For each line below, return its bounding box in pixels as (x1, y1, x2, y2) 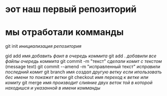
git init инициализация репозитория (5, 43, 82, 49)
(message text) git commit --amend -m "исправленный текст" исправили (5, 64, 160, 70)
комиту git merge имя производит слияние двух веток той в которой (5, 79, 152, 86)
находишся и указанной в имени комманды (5, 85, 101, 91)
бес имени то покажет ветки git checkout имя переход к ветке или (5, 74, 148, 80)
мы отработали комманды (5, 27, 124, 38)
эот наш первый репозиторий (5, 4, 137, 15)
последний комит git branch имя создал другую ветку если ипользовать (5, 69, 162, 75)
